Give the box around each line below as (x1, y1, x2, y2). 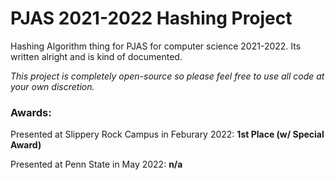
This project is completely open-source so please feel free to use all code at (10, 70, 325, 82)
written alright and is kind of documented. (10, 50, 183, 62)
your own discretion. (10, 80, 95, 92)
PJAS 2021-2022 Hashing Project (10, 7, 293, 30)
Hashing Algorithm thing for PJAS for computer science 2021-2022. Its (10, 40, 302, 52)
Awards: (10, 105, 52, 119)
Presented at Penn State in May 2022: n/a (10, 158, 183, 171)
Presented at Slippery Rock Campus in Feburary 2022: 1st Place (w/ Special (10, 128, 325, 141)
